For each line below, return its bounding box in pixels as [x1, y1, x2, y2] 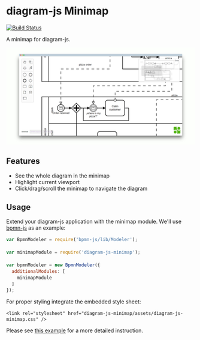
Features [6, 156, 40, 166]
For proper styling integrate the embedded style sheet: [6, 298, 141, 305]
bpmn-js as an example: [6, 224, 66, 231]
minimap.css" [6, 317, 39, 323]
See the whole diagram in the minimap [14, 172, 110, 179]
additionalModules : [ [11, 268, 66, 274]
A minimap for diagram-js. [6, 35, 71, 43]
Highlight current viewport [14, 178, 80, 185]
